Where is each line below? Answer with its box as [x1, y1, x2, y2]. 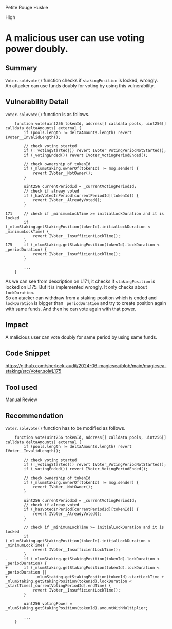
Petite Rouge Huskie [5, 5, 49, 10]
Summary [5, 64, 37, 72]
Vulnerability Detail [5, 98, 68, 106]
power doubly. [5, 43, 68, 55]
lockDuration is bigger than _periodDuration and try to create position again [5, 300, 166, 306]
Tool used [5, 383, 37, 392]
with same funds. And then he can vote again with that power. [5, 306, 137, 312]
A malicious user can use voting [5, 32, 145, 44]
